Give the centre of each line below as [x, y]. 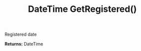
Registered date [21, 34]
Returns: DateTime [24, 44]
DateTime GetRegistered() [82, 9]
